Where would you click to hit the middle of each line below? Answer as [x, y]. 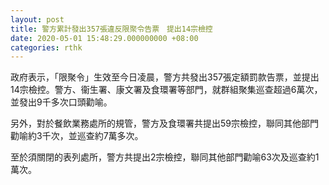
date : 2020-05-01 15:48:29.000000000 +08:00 [104, 38]
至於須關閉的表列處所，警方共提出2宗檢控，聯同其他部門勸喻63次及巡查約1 [165, 157]
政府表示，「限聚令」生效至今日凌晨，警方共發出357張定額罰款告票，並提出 [165, 77]
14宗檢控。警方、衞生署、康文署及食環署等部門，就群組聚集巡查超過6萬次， [166, 90]
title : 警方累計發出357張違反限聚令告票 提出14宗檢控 [111, 29]
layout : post [37, 19]
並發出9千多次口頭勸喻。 [61, 102]
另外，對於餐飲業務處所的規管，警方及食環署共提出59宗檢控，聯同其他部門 [164, 123]
